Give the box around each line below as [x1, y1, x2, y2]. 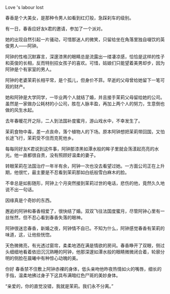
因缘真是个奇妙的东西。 [5, 197, 54, 203]
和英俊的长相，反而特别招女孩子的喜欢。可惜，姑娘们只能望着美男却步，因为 [5, 60, 165, 66]
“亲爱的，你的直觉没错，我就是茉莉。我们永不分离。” [5, 283, 114, 289]
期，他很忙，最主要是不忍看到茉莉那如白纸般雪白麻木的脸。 [5, 169, 130, 175]
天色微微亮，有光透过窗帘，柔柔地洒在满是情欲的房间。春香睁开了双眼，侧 [5, 243, 160, 248]
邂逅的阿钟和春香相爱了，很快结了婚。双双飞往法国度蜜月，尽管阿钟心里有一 [5, 208, 165, 214]
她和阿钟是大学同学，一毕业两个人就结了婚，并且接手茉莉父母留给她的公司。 [5, 94, 165, 100]
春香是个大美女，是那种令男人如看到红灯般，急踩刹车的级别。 [5, 15, 134, 21]
